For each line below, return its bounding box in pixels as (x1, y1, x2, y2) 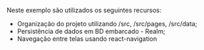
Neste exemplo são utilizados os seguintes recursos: (6, 6, 162, 14)
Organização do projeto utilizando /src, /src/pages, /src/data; (16, 20, 198, 27)
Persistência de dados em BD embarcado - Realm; (16, 27, 165, 35)
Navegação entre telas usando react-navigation (16, 35, 158, 43)
